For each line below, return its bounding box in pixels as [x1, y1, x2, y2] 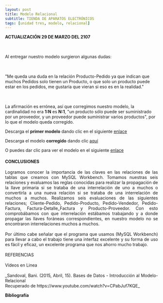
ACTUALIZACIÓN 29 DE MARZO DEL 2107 [5, 34, 91, 40]
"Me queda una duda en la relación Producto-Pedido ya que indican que [5, 73, 150, 79]
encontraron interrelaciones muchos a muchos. [5, 221, 100, 227]
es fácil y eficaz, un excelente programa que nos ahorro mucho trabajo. [5, 242, 148, 248]
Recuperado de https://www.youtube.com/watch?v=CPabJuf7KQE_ [5, 283, 140, 289]
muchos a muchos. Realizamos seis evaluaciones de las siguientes [5, 195, 158, 201]
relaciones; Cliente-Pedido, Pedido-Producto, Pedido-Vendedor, [5, 200, 139, 206]
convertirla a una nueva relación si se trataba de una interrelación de [5, 190, 158, 196]
